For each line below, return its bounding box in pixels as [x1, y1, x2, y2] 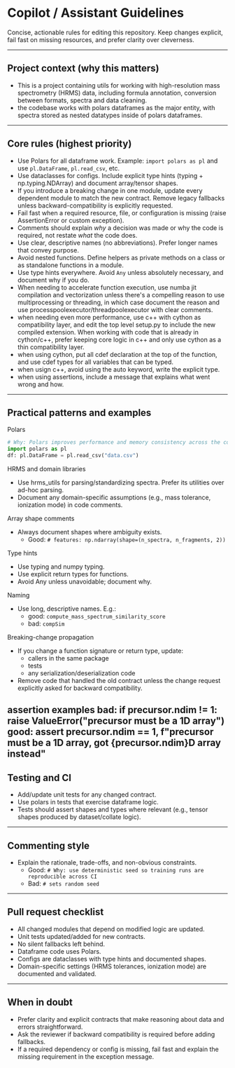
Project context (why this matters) [7, 62, 159, 74]
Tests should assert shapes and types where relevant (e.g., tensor [17, 805, 208, 814]
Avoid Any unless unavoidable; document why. [17, 577, 152, 586]
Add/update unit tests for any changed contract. [17, 790, 157, 799]
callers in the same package [27, 654, 110, 662]
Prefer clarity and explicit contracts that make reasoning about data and [17, 1015, 225, 1023]
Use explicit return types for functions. [17, 570, 129, 578]
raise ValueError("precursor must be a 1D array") [7, 715, 225, 727]
